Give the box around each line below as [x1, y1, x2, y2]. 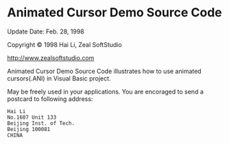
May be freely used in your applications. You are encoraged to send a [7, 87, 204, 96]
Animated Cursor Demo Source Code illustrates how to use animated [7, 67, 202, 75]
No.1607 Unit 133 [7, 114, 57, 121]
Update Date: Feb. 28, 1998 [7, 27, 84, 35]
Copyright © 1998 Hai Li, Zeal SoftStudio [7, 40, 122, 48]
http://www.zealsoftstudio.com [7, 53, 95, 62]
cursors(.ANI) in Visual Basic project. [7, 74, 111, 83]
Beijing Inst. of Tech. [7, 119, 75, 127]
